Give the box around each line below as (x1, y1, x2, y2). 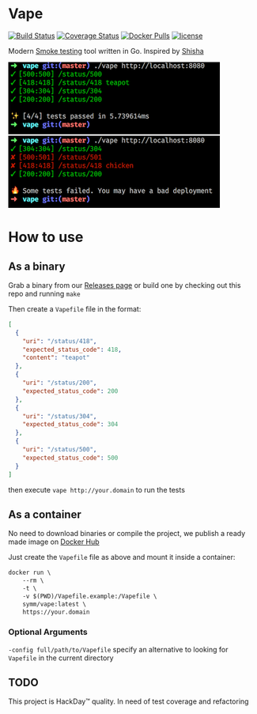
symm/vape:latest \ (22, 600, 87, 609)
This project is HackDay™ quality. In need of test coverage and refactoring (8, 697, 249, 706)
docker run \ (8, 569, 51, 577)
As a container (8, 508, 81, 521)
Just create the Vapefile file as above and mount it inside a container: (8, 553, 236, 562)
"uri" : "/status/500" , (22, 446, 97, 454)
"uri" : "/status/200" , (22, 379, 97, 387)
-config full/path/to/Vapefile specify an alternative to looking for (8, 644, 229, 654)
